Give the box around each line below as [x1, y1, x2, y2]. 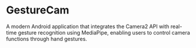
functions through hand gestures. [6, 35, 87, 42]
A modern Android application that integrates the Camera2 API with [6, 23, 170, 30]
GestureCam [6, 4, 69, 17]
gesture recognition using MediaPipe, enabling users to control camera [18, 29, 190, 36]
